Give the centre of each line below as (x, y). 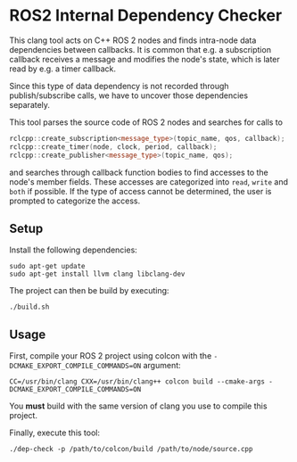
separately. (30, 104)
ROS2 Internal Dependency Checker (146, 16)
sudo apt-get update (48, 267)
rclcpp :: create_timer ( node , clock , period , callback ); (113, 147)
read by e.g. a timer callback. (63, 69)
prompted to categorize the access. (75, 201)
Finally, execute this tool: (55, 433)
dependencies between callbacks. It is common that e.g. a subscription (140, 49)
